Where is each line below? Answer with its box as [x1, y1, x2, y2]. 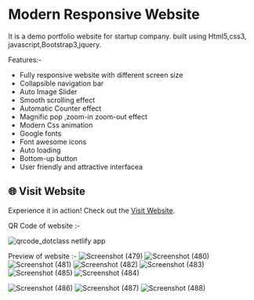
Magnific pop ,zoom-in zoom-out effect [19, 112, 147, 121]
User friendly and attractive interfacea [19, 162, 143, 171]
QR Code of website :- [8, 221, 81, 230]
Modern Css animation [19, 120, 93, 130]
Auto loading [19, 145, 61, 155]
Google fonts [19, 128, 62, 138]
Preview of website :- [8, 251, 77, 261]
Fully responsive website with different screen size [19, 70, 183, 79]
